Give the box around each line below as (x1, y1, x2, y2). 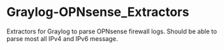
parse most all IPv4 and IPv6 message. (6, 34, 118, 42)
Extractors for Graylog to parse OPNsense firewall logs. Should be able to (6, 27, 217, 35)
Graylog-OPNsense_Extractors (6, 4, 189, 20)
